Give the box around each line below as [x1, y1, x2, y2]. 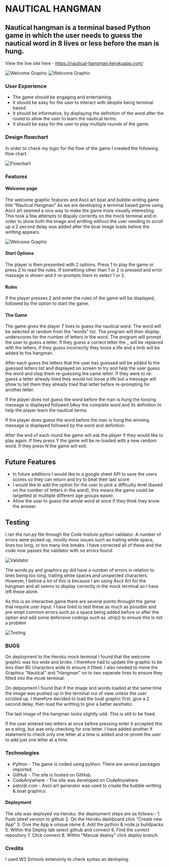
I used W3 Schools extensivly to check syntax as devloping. [5, 856, 130, 862]
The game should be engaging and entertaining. [12, 94, 113, 100]
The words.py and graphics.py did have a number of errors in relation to [5, 567, 154, 573]
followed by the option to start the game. [5, 300, 90, 306]
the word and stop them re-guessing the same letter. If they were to [5, 371, 145, 377]
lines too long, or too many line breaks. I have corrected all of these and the [5, 542, 162, 548]
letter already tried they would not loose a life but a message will [22, 376, 156, 382]
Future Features [5, 458, 56, 466]
